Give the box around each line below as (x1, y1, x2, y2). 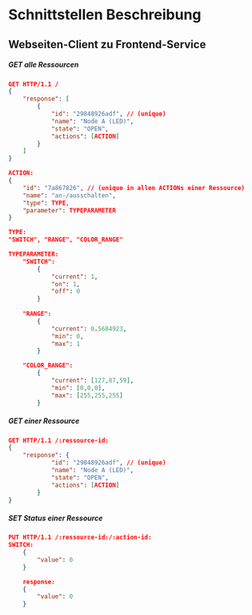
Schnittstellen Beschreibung (8, 6, 202, 24)
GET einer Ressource (8, 416, 80, 426)
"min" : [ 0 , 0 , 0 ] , (50, 383, 106, 392)
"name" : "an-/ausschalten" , (22, 191, 116, 200)
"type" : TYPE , (22, 199, 70, 207)
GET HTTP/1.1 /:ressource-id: (8, 436, 110, 444)
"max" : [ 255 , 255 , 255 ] (50, 391, 124, 399)
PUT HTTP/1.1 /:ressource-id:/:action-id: (8, 533, 152, 542)
